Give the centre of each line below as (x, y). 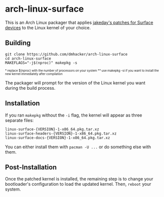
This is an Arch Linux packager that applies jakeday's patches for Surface (79, 22)
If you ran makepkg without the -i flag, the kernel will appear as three (74, 115)
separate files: (20, 120)
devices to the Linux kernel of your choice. (48, 27)
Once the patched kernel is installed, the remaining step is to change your (79, 179)
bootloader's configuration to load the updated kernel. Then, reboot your (78, 184)
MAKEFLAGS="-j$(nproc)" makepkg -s (41, 63)
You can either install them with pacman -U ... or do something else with (78, 147)
